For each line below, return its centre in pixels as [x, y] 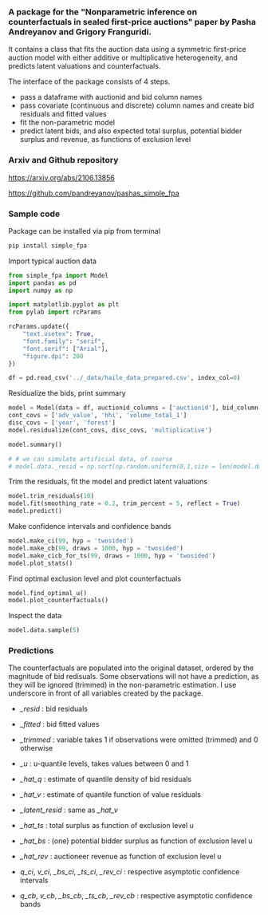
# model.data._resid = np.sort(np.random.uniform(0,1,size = [112, 466]
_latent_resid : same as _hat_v [69, 810]
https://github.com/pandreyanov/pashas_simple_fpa [94, 193]
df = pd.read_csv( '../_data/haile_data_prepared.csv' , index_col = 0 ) [124, 378]
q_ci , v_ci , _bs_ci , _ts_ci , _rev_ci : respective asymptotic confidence [130, 872]
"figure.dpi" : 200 [53, 356]
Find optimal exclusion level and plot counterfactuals [95, 578]
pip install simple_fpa [48, 246]
